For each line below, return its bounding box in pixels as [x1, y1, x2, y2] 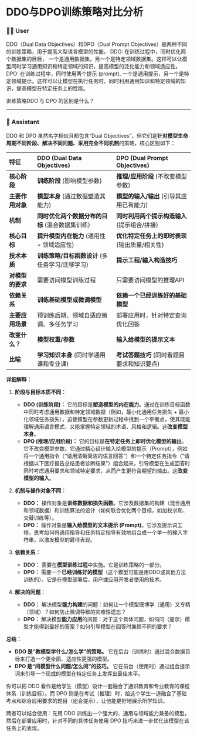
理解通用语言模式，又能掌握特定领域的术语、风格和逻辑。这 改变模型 [23, 423, 188, 430]
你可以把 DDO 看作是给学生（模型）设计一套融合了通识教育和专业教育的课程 [6, 682, 190, 689]
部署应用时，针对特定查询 [116, 311, 187, 319]
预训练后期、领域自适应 [37, 311, 102, 319]
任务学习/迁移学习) [37, 260, 89, 268]
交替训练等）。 [23, 514, 57, 521]
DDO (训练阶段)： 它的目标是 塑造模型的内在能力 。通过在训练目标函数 [23, 401, 191, 408]
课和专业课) [37, 359, 69, 368]
